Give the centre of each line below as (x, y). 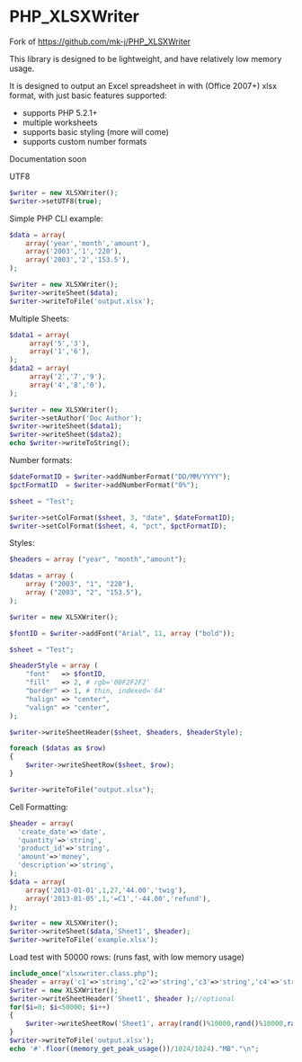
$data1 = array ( (40, 335)
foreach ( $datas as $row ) (58, 748)
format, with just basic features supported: (89, 95)
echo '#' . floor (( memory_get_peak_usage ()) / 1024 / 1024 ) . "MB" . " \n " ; (134, 1049)
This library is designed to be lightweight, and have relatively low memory (146, 58)
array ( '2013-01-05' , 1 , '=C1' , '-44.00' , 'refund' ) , (118, 898)
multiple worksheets (60, 122)
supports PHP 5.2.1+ (60, 112)
